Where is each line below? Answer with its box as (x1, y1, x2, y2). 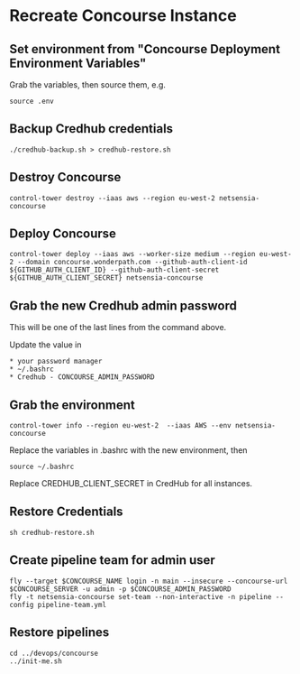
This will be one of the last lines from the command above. (9, 322, 227, 333)
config (9, 600, 34, 609)
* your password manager (9, 357, 103, 366)
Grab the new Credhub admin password (9, 298, 237, 313)
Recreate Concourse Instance (9, 5, 237, 26)
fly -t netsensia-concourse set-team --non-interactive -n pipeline (9, 592, 272, 601)
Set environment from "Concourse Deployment (9, 42, 281, 57)
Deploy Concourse (9, 226, 117, 242)
